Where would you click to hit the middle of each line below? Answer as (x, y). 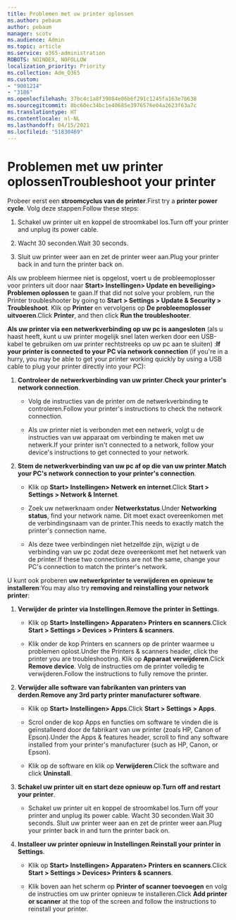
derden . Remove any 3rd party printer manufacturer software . (110, 695)
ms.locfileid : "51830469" (45, 132)
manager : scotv (30, 33)
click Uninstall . (50, 773)
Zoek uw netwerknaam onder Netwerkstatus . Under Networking (122, 509)
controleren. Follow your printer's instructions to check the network (125, 409)
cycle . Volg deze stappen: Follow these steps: (73, 209)
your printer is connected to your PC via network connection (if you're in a (118, 352)
